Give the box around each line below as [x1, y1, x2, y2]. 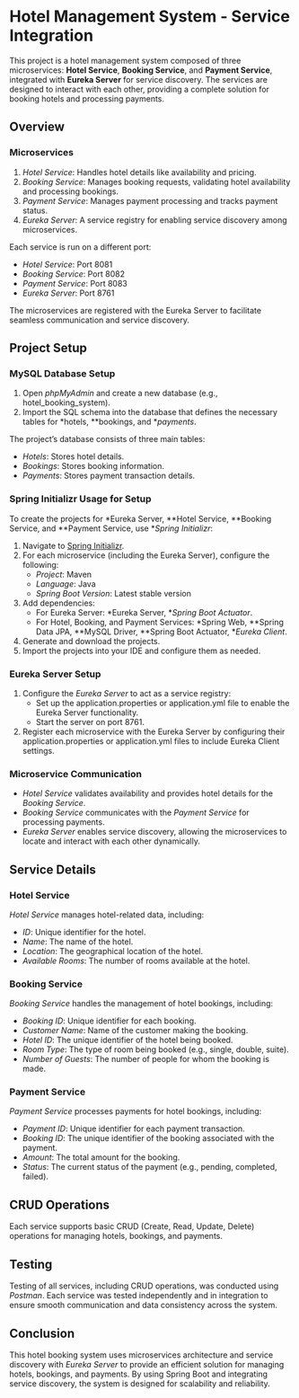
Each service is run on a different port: [9, 241, 152, 252]
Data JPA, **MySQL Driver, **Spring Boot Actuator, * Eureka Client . [35, 626, 287, 637]
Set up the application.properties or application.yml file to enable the [35, 697, 290, 708]
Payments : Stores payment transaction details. [22, 470, 196, 482]
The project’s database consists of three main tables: [9, 434, 206, 445]
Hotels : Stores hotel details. [22, 451, 125, 462]
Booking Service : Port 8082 [22, 268, 126, 279]
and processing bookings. [22, 186, 119, 197]
